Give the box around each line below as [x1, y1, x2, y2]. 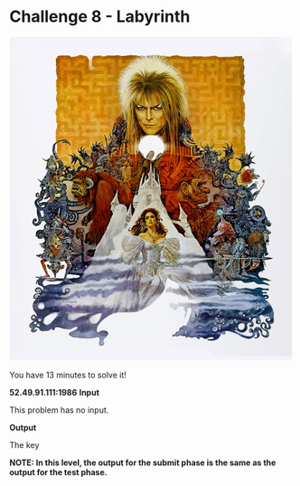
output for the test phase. [9, 466, 108, 477]
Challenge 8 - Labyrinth [9, 6, 191, 27]
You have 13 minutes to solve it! [9, 369, 127, 380]
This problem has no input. [9, 405, 109, 415]
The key [9, 439, 40, 450]
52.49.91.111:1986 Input [9, 386, 99, 397]
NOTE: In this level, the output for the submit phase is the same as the [9, 457, 277, 468]
